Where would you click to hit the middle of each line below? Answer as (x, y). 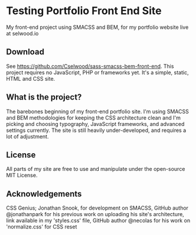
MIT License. (22, 176)
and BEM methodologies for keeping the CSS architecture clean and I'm (94, 117)
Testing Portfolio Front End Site (84, 11)
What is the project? (44, 97)
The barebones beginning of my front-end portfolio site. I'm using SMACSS (97, 111)
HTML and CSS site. (31, 78)
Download (25, 52)
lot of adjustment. (27, 136)
